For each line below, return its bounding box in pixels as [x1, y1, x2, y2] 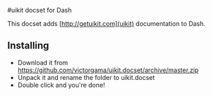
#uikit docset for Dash [7, 6, 72, 14]
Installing [7, 40, 49, 52]
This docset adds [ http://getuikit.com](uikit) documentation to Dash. [7, 20, 206, 27]
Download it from [17, 58, 69, 67]
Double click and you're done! [17, 81, 105, 89]
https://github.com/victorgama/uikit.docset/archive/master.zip [17, 66, 199, 74]
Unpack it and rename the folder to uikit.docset [17, 73, 155, 81]
